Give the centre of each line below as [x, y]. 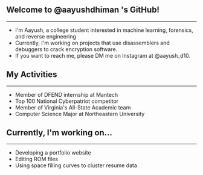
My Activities [32, 75]
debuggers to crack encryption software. [66, 49]
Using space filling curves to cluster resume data [76, 165]
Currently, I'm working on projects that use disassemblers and [92, 43]
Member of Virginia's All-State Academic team [73, 107]
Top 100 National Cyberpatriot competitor [67, 101]
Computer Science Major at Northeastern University [80, 114]
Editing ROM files [37, 159]
